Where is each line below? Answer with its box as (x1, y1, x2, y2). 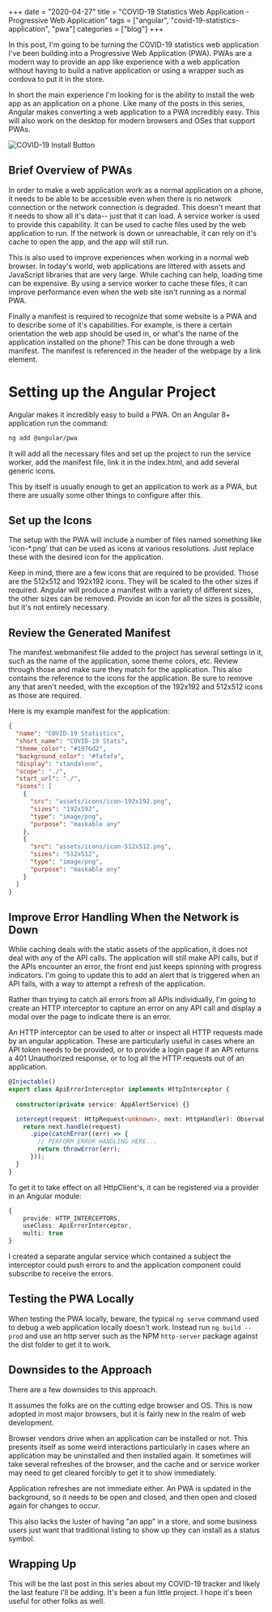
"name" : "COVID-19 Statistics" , (15, 730, 125, 738)
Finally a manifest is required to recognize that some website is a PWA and (8, 311, 257, 321)
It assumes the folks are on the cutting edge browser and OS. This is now (8, 1400, 253, 1410)
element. (8, 354, 38, 364)
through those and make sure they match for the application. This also (8, 665, 243, 675)
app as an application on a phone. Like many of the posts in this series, (8, 99, 245, 108)
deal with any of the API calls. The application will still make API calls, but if (8, 953, 259, 963)
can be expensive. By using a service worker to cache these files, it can (8, 278, 249, 288)
